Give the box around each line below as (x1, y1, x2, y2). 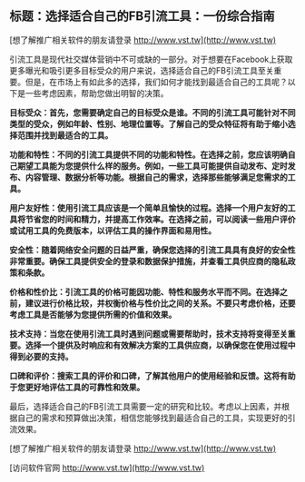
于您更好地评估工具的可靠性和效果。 (9, 381, 145, 392)
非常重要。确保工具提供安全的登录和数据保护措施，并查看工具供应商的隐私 (9, 255, 288, 266)
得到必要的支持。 (9, 350, 74, 361)
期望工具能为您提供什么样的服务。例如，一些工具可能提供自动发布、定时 (16, 160, 288, 171)
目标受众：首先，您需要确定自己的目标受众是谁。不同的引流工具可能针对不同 (9, 107, 296, 118)
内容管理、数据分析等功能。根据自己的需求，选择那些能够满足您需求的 (25, 172, 288, 182)
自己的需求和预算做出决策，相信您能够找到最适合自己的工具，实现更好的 (16, 412, 288, 423)
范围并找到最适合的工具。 (16, 130, 113, 141)
